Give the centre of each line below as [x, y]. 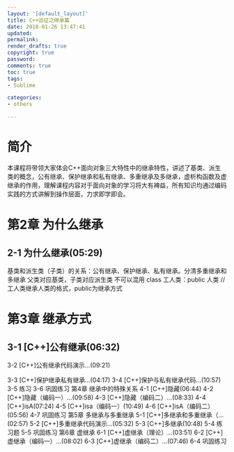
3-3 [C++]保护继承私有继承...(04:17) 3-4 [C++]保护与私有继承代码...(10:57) [114, 380]
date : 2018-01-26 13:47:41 [46, 27]
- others [20, 104]
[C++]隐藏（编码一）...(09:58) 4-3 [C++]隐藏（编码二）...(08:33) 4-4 [107, 397]
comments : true [29, 66]
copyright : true [31, 53]
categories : [24, 98]
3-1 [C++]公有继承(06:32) [64, 347]
